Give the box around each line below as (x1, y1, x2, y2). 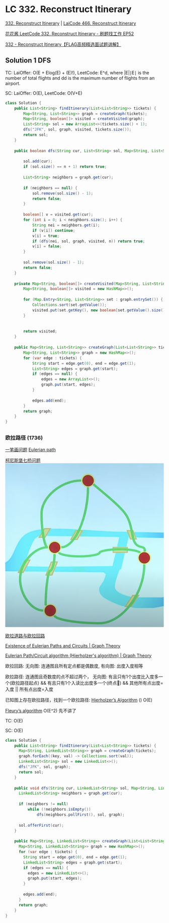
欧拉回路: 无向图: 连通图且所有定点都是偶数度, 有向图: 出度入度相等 (5, 663, 143, 669)
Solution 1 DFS (5, 56, 51, 65)
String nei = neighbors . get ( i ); (32, 223, 100, 228)
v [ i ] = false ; (32, 244, 62, 249)
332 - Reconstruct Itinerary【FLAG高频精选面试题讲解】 (5, 41, 122, 47)
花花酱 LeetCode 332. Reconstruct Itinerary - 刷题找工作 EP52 (5, 30, 134, 36)
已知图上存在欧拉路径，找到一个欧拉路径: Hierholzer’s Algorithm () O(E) (5, 697, 152, 703)
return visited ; (23, 329, 57, 334)
